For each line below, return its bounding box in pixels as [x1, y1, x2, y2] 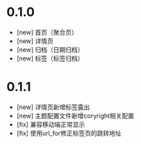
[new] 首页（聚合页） [16, 28, 78, 36]
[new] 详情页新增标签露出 [16, 102, 90, 111]
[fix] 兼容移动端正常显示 [16, 120, 85, 129]
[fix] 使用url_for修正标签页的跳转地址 [16, 129, 122, 137]
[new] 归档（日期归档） [16, 45, 84, 54]
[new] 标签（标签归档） [16, 54, 84, 63]
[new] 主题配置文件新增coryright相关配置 [16, 111, 135, 120]
